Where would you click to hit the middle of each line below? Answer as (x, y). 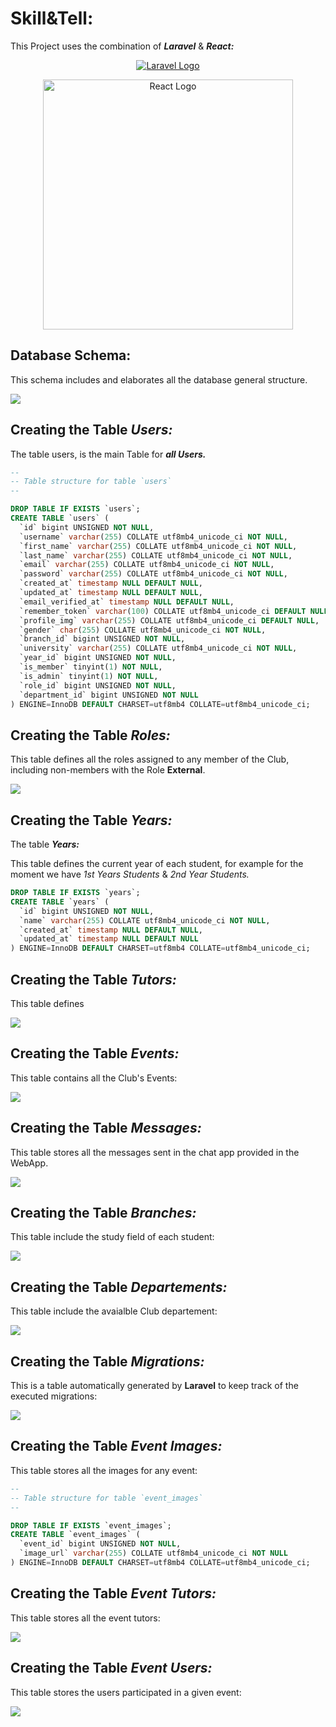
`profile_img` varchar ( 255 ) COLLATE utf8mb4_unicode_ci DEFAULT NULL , (169, 620)
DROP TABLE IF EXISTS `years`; (75, 893)
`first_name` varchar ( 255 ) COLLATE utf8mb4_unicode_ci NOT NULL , (158, 546)
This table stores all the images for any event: (104, 1470)
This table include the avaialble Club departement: (114, 1311)
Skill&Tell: (52, 18)
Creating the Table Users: (91, 430)
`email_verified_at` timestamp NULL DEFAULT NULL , (127, 602)
